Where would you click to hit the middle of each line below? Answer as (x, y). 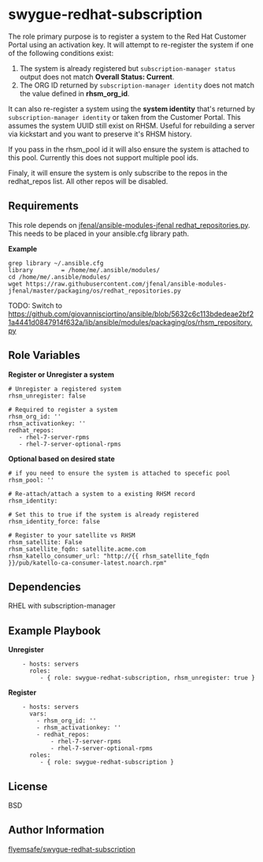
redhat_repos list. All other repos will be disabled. (88, 181)
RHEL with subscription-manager (62, 606)
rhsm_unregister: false (47, 396)
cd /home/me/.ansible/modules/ (59, 277)
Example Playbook (54, 631)
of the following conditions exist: (61, 53)
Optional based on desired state (62, 458)
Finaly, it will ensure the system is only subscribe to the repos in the (118, 173)
